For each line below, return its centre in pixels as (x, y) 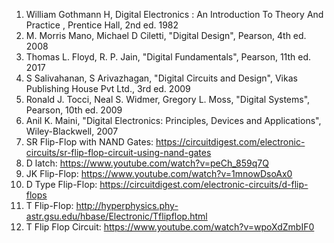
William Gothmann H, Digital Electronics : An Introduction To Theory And (174, 14)
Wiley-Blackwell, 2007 (72, 131)
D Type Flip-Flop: (61, 184)
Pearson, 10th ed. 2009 (74, 110)
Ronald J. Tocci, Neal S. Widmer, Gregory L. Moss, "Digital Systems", (168, 99)
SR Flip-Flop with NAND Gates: (89, 142)
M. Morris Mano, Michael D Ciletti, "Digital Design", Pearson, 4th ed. (166, 35)
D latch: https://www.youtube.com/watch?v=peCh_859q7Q (147, 163)
